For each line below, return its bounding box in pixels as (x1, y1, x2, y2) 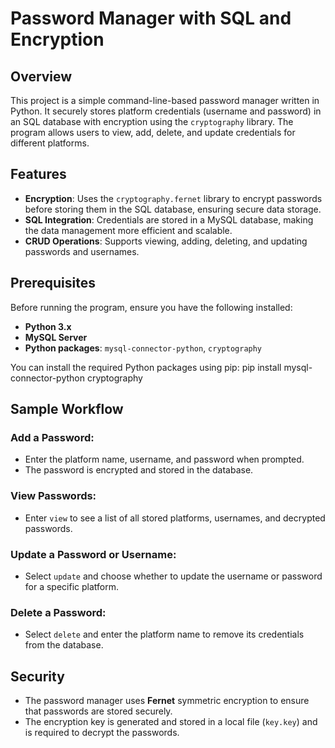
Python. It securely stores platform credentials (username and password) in (10, 105, 322, 117)
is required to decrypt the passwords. (24, 727, 180, 739)
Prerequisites (10, 275, 96, 292)
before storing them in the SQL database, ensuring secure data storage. (24, 203, 322, 215)
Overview (10, 68, 73, 85)
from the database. (24, 639, 104, 651)
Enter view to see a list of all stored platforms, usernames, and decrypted (24, 512, 326, 524)
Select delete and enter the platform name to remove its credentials (24, 628, 305, 641)
